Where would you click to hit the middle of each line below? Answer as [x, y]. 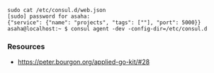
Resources [26, 46]
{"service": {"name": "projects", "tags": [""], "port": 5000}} [104, 23]
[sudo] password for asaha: [49, 16]
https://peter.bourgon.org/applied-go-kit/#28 [84, 62]
